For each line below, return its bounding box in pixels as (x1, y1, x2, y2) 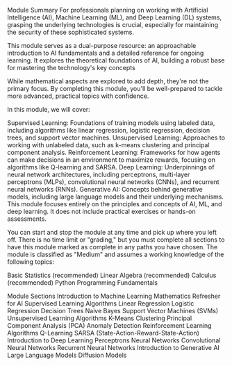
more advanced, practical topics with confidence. (7, 92, 149, 100)
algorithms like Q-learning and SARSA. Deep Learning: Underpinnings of (7, 163, 215, 171)
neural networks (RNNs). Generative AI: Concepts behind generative (7, 185, 204, 193)
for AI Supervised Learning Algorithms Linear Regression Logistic (7, 299, 194, 308)
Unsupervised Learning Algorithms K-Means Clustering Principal (7, 314, 192, 322)
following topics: (7, 258, 54, 266)
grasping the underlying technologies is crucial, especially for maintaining (7, 21, 219, 28)
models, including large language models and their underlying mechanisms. (7, 192, 224, 201)
